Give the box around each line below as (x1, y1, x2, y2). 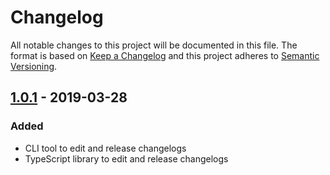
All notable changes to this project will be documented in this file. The (10, 39, 298, 51)
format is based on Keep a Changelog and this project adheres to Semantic (10, 49, 320, 61)
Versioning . (10, 60, 58, 72)
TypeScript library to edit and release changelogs (24, 152, 229, 165)
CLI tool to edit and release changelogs (24, 142, 187, 154)
